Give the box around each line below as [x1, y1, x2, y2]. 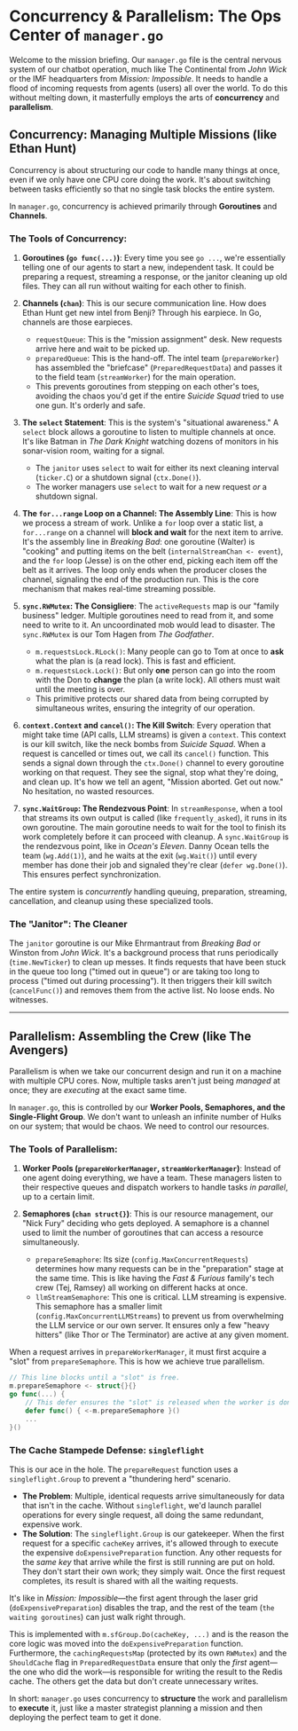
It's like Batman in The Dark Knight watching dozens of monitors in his [21, 437, 279, 447]
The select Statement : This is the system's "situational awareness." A [21, 417, 279, 428]
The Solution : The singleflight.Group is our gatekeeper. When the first [21, 1528, 285, 1538]
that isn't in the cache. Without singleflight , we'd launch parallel [21, 1499, 262, 1510]
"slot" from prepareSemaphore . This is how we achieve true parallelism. [9, 1356, 265, 1367]
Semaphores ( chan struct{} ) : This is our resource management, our [21, 1208, 274, 1219]
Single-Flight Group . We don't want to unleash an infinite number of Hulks [9, 1112, 282, 1122]
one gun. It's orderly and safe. [35, 400, 146, 411]
